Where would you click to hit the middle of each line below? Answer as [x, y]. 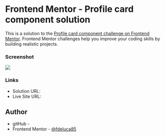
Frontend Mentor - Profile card [69, 9]
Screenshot [19, 57]
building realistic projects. [32, 44]
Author [16, 112]
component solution [48, 20]
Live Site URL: [27, 96]
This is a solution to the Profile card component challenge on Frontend [77, 33]
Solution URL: [26, 91]
